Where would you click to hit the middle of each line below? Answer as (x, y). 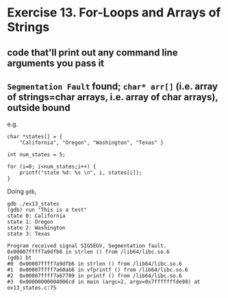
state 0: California (37, 216)
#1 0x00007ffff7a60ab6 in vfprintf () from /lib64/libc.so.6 (98, 270)
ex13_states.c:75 (32, 288)
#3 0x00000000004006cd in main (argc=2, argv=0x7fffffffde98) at (104, 282)
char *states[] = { (35, 137)
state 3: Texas (29, 234)
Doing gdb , (22, 191)
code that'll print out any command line (92, 52)
